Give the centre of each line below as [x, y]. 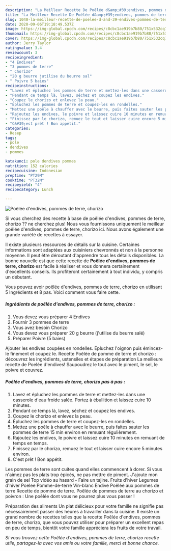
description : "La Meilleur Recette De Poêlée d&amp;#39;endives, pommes [84, 10]
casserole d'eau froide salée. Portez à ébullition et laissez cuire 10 [82, 400]
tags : [11, 138]
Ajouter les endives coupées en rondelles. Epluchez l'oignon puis [74, 348]
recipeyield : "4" [24, 185]
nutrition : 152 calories [32, 166]
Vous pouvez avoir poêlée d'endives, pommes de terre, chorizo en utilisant [84, 287]
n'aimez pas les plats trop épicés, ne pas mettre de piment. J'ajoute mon [81, 475]
